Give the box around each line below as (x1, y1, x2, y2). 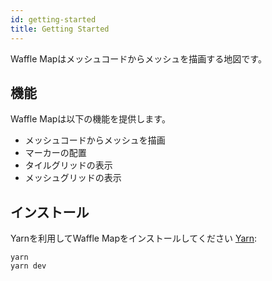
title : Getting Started (10, 24, 110, 34)
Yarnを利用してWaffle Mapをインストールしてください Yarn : (10, 232, 258, 245)
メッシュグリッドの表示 (24, 172, 122, 184)
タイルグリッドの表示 (24, 159, 113, 171)
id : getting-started (10, 14, 97, 25)
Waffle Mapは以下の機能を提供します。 (10, 113, 171, 125)
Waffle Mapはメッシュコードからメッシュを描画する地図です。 (10, 52, 267, 65)
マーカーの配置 (24, 147, 87, 159)
